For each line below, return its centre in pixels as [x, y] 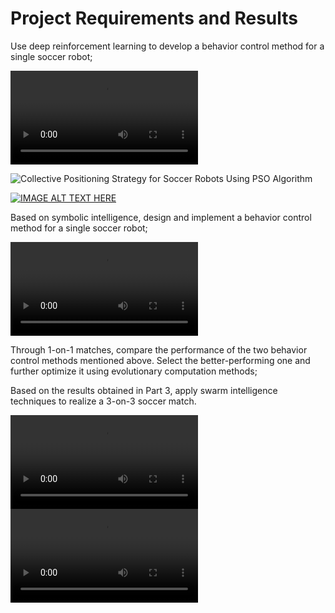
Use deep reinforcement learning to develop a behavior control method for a [167, 46]
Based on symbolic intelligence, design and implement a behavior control [161, 217]
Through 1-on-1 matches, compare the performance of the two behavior [159, 349]
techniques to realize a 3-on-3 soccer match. [103, 401]
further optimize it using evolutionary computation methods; [134, 371]
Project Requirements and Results [154, 18]
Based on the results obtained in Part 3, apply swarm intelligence [144, 390]
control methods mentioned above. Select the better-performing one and [160, 360]
